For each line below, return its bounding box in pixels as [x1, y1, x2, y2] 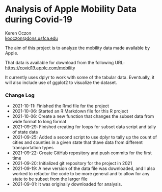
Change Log [5, 92, 35, 99]
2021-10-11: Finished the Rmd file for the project [12, 103, 109, 109]
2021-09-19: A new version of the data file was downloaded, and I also [12, 165, 156, 171]
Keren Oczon [5, 30, 32, 36]
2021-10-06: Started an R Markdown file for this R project [12, 108, 129, 114]
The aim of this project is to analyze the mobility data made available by [5, 45, 150, 51]
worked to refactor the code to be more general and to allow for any [12, 171, 150, 177]
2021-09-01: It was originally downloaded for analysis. [12, 181, 122, 187]
